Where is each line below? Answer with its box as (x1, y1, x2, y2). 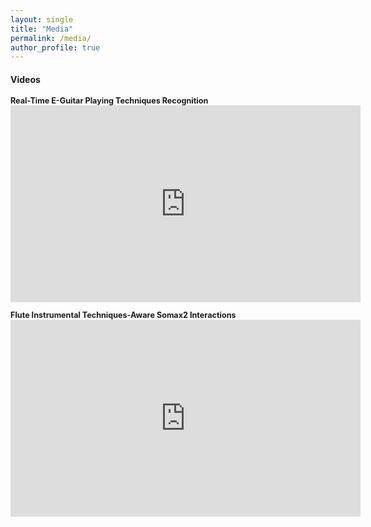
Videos (10, 73, 41, 85)
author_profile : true (10, 42, 101, 53)
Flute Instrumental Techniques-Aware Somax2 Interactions (10, 310, 237, 321)
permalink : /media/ (10, 33, 92, 43)
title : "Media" (10, 24, 74, 34)
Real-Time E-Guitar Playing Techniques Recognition (10, 96, 209, 106)
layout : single (10, 14, 74, 25)
